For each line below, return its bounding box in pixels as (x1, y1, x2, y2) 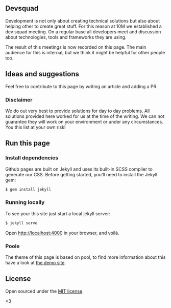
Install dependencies (5, 154, 59, 161)
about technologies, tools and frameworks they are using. (5, 34, 127, 40)
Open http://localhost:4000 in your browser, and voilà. (5, 230, 119, 236)
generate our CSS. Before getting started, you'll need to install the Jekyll (5, 171, 158, 177)
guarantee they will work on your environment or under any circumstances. (5, 118, 163, 125)
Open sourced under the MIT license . (5, 288, 84, 294)
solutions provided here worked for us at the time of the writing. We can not (5, 113, 165, 119)
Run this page (5, 139, 50, 148)
